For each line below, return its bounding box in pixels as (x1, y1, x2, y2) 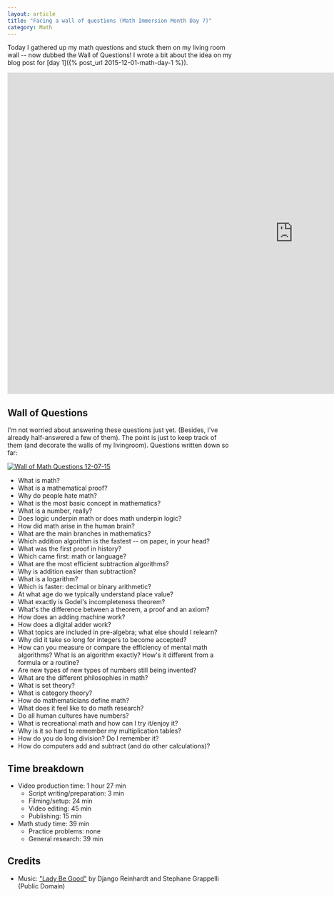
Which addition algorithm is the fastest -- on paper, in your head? (17, 537, 211, 546)
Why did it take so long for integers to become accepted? (17, 636, 187, 644)
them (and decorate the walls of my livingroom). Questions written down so (7, 441, 229, 450)
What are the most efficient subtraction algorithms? (17, 560, 169, 568)
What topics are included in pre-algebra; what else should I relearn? (17, 628, 218, 636)
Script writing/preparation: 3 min (28, 789, 125, 797)
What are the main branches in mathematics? (17, 529, 151, 538)
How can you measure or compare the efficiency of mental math (17, 643, 208, 652)
